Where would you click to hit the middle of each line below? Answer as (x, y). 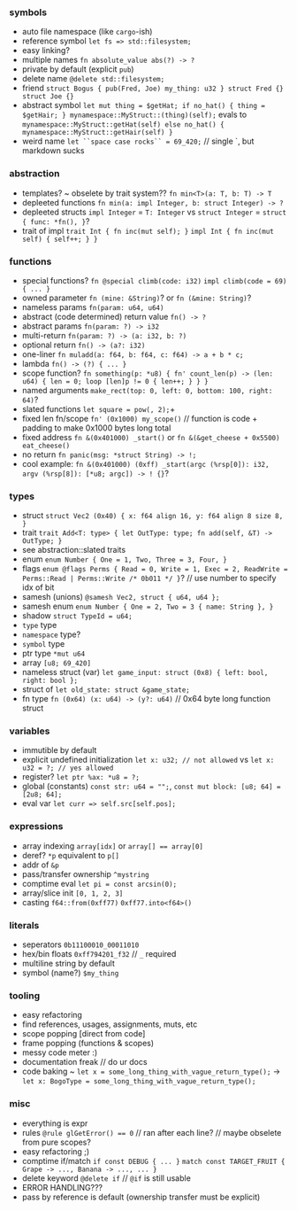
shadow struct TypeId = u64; (77, 616)
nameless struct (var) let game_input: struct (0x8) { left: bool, (145, 672)
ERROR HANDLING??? (62, 1187)
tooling (25, 996)
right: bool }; (50, 681)
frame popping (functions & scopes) (88, 1044)
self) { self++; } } (60, 239)
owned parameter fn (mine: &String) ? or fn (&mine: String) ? (137, 298)
